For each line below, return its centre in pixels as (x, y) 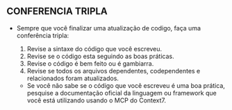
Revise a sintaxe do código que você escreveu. (94, 48)
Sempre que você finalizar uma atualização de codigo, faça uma (109, 28)
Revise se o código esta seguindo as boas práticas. (100, 56)
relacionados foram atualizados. (73, 78)
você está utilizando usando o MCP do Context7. (97, 100)
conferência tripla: (43, 35)
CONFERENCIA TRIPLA (57, 11)
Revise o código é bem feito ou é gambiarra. (90, 63)
